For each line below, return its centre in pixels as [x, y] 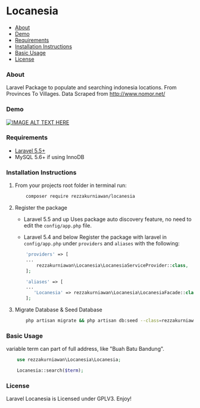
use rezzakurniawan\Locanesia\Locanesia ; [69, 360]
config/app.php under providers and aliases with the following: [101, 243]
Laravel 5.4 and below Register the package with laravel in [95, 237]
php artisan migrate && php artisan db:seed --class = [94, 320]
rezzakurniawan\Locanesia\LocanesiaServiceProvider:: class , [112, 265]
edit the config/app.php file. [58, 225]
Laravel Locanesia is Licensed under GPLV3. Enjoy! [69, 399]
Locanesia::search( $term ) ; [50, 370]
